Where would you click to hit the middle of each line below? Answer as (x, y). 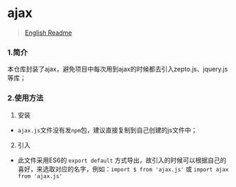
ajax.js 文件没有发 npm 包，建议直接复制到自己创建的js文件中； (107, 130)
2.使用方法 (26, 98)
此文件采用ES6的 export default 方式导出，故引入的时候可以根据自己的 (122, 160)
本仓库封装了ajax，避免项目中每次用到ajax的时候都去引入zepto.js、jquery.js (118, 69)
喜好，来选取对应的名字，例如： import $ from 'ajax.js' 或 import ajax (123, 169)
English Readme (48, 33)
